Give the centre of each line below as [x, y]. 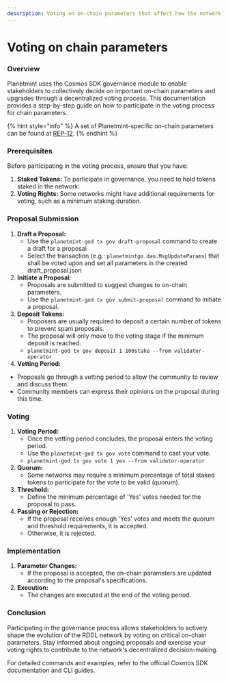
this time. [30, 399]
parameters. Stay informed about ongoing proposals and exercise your [106, 642]
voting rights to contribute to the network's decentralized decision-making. [113, 649]
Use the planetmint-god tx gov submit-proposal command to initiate [124, 299]
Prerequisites [30, 151]
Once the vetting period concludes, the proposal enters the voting [120, 438]
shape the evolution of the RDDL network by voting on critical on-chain [107, 635]
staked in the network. [48, 186]
